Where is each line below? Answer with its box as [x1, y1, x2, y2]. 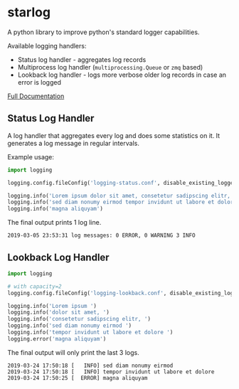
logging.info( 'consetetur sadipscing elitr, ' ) [7, 316, 152, 323]
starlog [7, 4, 51, 21]
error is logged [17, 78, 62, 86]
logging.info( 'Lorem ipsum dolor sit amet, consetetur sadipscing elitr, [7, 192, 231, 199]
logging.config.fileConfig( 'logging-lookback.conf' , [7, 289, 167, 297]
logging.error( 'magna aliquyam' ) [7, 335, 107, 342]
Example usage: [7, 152, 55, 161]
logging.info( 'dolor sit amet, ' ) [7, 309, 110, 316]
